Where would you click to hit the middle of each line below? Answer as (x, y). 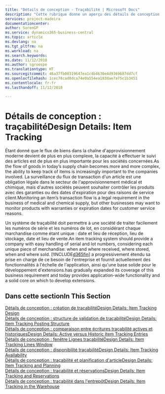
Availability (16, 355)
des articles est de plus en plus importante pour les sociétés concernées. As (82, 161)
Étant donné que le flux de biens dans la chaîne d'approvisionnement (75, 151)
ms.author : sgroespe (26, 65)
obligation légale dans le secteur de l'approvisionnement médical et (74, 182)
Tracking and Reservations (32, 376)
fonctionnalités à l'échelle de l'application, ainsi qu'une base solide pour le (81, 265)
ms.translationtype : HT (30, 69)
